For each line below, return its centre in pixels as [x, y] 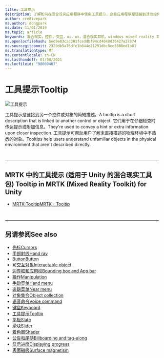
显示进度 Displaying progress [41, 344]
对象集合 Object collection [38, 295]
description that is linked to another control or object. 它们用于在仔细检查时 [81, 121]
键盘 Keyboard [26, 307]
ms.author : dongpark [26, 23]
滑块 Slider [22, 326]
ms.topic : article [24, 32]
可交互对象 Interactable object [42, 265]
